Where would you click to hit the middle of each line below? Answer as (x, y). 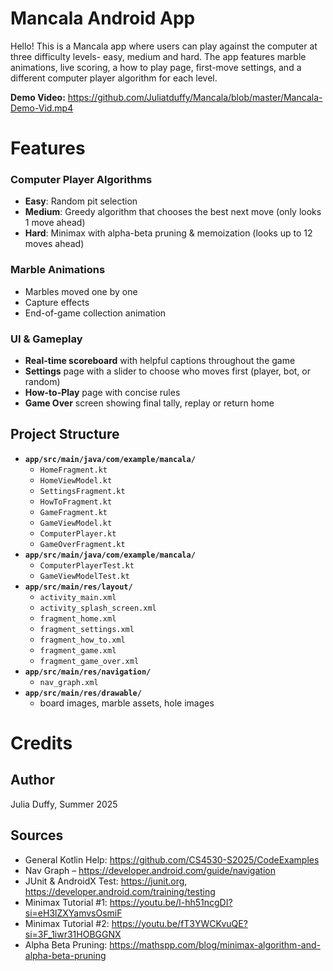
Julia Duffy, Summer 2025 (64, 804)
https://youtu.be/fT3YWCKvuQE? (179, 923)
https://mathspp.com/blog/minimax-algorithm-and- (215, 944)
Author (32, 780)
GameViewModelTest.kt (84, 576)
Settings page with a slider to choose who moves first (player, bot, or (168, 371)
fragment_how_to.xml (82, 640)
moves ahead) (54, 244)
